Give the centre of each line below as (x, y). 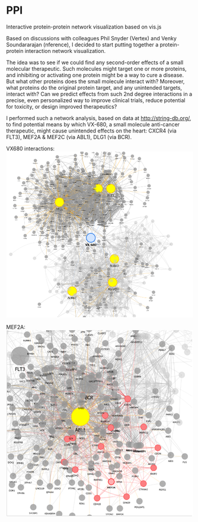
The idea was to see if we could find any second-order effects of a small (95, 62)
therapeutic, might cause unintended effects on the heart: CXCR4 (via (91, 131)
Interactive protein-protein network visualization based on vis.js (84, 27)
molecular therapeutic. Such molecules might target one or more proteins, (96, 68)
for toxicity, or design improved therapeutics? (62, 106)
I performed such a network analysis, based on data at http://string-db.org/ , (99, 118)
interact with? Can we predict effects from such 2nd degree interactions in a (99, 94)
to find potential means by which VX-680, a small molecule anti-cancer (93, 124)
